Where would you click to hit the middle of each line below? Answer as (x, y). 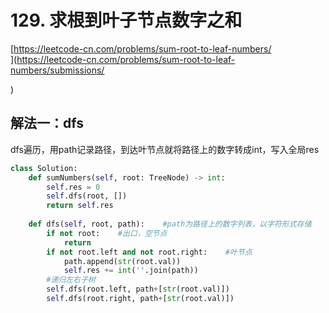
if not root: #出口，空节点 (107, 233)
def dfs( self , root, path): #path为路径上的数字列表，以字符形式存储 (170, 224)
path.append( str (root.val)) (122, 261)
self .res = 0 (73, 187)
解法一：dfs (47, 123)
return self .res (80, 206)
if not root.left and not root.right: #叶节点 (149, 252)
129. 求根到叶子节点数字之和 (126, 20)
